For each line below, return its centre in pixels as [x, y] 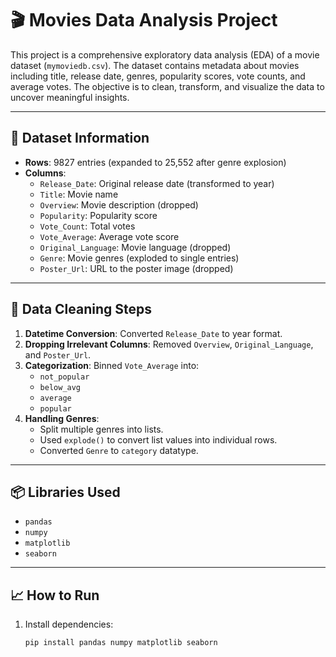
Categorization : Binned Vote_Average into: [112, 365]
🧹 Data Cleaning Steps [81, 309]
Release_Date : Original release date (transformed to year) [157, 183]
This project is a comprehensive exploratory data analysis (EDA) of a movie [165, 54]
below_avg [60, 387]
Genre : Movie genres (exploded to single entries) [139, 258]
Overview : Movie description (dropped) [119, 204]
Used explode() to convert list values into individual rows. [158, 439]
